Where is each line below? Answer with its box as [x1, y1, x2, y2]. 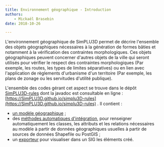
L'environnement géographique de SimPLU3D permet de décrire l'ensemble [5, 39, 159, 45]
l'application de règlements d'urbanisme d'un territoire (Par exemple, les [5, 70, 152, 76]
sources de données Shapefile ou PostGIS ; [12, 131, 101, 137]
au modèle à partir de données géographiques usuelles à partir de [12, 126, 147, 132]
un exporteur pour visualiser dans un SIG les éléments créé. [12, 137, 134, 143]
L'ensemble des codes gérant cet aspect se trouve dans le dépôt [5, 85, 137, 91]
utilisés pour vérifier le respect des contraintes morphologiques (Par [5, 60, 144, 66]
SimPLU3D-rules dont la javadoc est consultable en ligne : [5, 90, 123, 96]
